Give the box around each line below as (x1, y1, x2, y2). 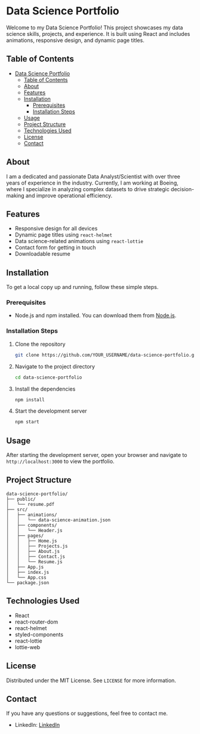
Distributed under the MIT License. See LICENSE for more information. (6, 677, 176, 684)
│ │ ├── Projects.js (6, 543, 68, 549)
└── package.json (6, 579, 50, 586)
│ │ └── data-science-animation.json (6, 517, 111, 523)
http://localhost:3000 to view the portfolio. (6, 458, 115, 465)
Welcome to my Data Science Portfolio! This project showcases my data (6, 24, 183, 31)
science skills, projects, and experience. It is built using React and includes (6, 30, 190, 37)
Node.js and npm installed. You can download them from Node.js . (14, 312, 177, 319)
